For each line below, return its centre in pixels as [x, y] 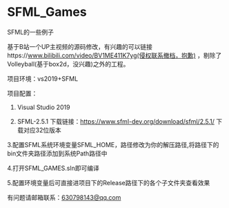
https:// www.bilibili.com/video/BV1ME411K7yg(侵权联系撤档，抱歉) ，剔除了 [114, 55]
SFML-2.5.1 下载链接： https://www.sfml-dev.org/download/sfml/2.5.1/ [116, 121]
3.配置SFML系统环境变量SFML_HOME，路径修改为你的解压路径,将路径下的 [113, 144]
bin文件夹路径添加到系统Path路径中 [57, 153]
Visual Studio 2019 [43, 107]
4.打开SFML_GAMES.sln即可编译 [53, 168]
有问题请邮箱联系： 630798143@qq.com [64, 197]
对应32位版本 [42, 130]
